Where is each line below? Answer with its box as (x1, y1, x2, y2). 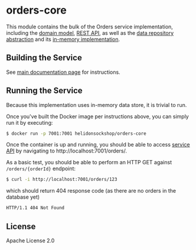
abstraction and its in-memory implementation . (6, 35, 120, 43)
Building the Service (6, 53, 83, 63)
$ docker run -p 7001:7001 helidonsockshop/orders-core (6, 131, 146, 137)
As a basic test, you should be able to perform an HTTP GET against (6, 159, 172, 166)
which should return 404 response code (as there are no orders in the (6, 187, 177, 194)
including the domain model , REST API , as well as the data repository (6, 29, 174, 36)
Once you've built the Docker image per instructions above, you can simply (6, 113, 189, 120)
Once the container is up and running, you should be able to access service (6, 141, 190, 148)
